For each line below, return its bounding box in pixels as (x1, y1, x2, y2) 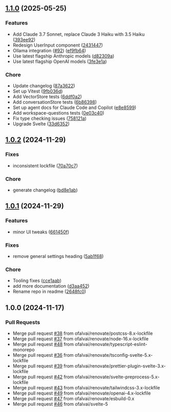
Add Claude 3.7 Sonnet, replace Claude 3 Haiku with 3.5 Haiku (12, 31, 145, 37)
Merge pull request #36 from (12, 352, 74, 358)
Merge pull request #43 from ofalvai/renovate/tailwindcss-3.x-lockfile (12, 384, 160, 391)
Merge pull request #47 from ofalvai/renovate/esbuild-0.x (12, 395, 135, 401)
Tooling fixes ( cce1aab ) (12, 277, 62, 284)
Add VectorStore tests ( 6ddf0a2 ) (12, 93, 82, 99)
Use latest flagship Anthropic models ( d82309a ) (12, 53, 115, 59)
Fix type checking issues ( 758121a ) (12, 115, 87, 121)
